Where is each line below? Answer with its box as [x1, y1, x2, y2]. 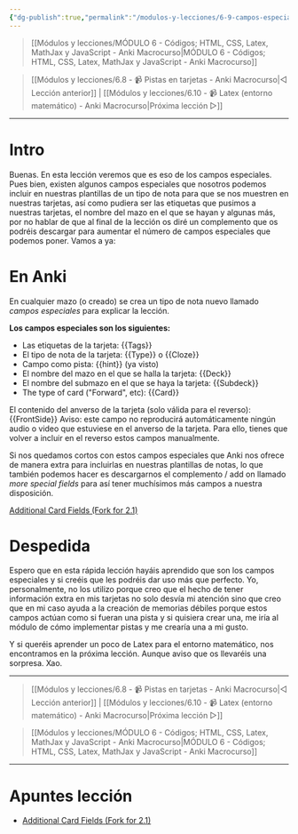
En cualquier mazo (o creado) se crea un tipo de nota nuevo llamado [9, 295, 259, 307]
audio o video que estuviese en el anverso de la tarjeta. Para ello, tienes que [9, 423, 288, 434]
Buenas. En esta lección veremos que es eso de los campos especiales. [9, 169, 272, 180]
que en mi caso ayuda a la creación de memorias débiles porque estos [9, 603, 268, 613]
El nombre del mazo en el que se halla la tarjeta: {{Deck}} [21, 368, 232, 379]
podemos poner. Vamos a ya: [9, 235, 116, 245]
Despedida [9, 535, 91, 556]
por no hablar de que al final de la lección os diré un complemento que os [9, 216, 278, 227]
